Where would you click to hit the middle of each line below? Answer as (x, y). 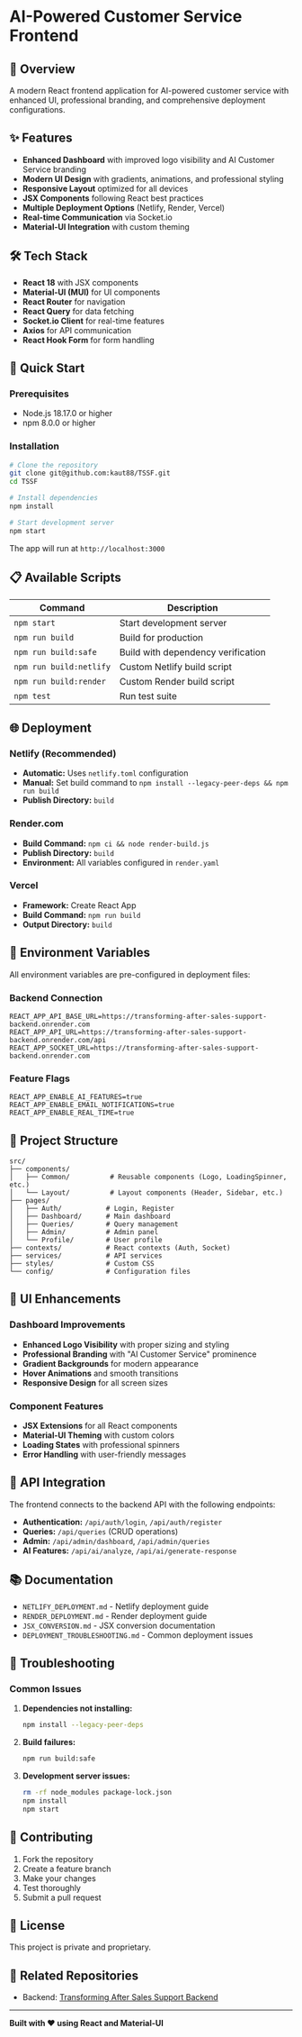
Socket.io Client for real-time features (93, 321)
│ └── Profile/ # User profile (86, 1241)
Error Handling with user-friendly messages (104, 1455)
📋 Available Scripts (65, 578)
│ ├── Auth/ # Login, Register (92, 1209)
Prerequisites (39, 394)
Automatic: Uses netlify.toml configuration (105, 773)
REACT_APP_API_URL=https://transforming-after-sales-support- (128, 1032)
